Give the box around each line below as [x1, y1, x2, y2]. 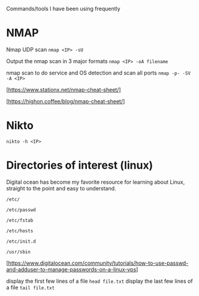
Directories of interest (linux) [6, 159, 153, 172]
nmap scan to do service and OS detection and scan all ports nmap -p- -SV [6, 69, 191, 76]
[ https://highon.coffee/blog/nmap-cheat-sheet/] [6, 97, 125, 104]
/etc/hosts [6, 228, 34, 234]
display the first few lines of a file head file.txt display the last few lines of [6, 277, 193, 285]
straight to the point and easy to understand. [6, 184, 116, 192]
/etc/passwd [6, 207, 36, 213]
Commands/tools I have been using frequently [6, 5, 121, 12]
